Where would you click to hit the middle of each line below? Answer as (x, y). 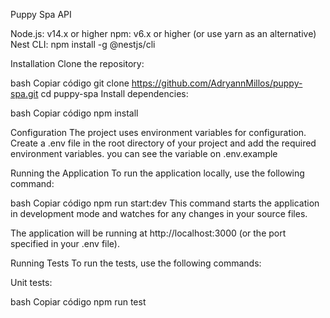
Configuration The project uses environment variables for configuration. (158, 132)
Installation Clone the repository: (77, 63)
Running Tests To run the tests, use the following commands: (136, 263)
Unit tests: (31, 282)
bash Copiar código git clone (70, 83)
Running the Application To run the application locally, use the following (157, 173)
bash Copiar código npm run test (78, 302)
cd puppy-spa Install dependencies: (114, 93)
